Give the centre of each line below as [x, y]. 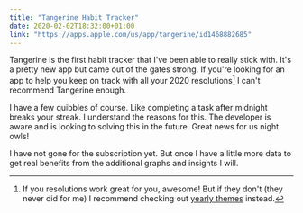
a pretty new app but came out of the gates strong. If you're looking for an [147, 69]
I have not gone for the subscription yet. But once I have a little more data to [150, 154]
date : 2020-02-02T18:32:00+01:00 [72, 26]
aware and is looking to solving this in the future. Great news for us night [144, 127]
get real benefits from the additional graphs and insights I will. [124, 164]
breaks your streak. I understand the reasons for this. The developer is [140, 117]
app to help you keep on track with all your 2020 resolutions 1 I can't [135, 80]
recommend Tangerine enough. [68, 90]
